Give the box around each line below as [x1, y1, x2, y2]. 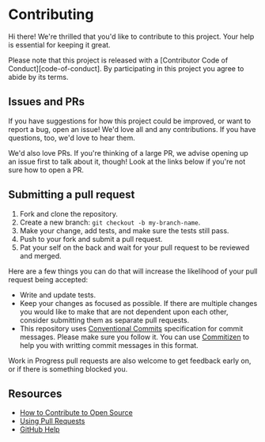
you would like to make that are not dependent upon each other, [19, 307, 229, 316]
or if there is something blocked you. [8, 364, 128, 373]
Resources [8, 387, 62, 400]
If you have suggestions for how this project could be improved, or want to [8, 116, 252, 126]
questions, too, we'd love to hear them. [8, 133, 136, 142]
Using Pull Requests [19, 417, 85, 426]
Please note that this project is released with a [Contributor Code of [8, 55, 229, 65]
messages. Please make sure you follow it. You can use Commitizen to [19, 332, 250, 342]
